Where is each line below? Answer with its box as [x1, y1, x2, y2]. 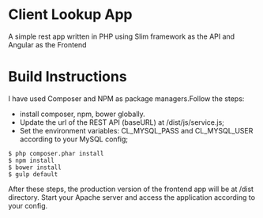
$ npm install [8, 156, 55, 164]
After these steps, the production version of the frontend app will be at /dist [8, 184, 254, 194]
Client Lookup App [8, 6, 133, 24]
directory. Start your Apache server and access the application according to [8, 192, 255, 202]
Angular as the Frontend [8, 39, 87, 49]
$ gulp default [8, 170, 58, 179]
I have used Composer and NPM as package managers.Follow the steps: [8, 93, 245, 103]
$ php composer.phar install [8, 149, 104, 157]
